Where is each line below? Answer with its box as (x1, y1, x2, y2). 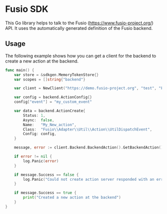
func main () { (5, 68, 35, 72)
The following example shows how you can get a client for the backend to (5, 53, 157, 59)
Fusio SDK (5, 3, 49, 15)
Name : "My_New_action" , (23, 122, 77, 127)
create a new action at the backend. (5, 58, 79, 64)
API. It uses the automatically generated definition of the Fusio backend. (5, 25, 153, 31)
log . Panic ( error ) (23, 158, 59, 163)
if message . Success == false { (14, 172, 79, 177)
